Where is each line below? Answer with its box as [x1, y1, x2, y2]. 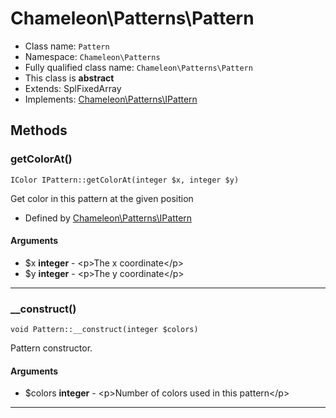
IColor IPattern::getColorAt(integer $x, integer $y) [10, 175, 240, 185]
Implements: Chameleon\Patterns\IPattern [24, 93, 198, 105]
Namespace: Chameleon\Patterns [24, 50, 161, 62]
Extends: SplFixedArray [24, 82, 122, 94]
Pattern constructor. [10, 342, 93, 354]
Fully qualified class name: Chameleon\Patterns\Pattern [24, 61, 253, 73]
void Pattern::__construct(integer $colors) [10, 325, 199, 335]
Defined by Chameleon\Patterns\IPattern [24, 212, 193, 224]
